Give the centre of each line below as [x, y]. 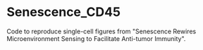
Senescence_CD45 [64, 12]
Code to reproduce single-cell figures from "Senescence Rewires [101, 31]
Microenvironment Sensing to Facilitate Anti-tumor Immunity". [96, 38]
